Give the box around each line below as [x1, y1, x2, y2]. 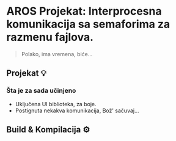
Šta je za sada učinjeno [6, 87, 76, 95]
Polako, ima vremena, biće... [21, 50, 93, 57]
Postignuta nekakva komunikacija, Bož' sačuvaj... [15, 107, 139, 114]
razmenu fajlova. [6, 31, 94, 44]
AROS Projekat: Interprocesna [6, 4, 162, 18]
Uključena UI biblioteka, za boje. [15, 100, 97, 107]
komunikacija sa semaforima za [6, 17, 170, 31]
